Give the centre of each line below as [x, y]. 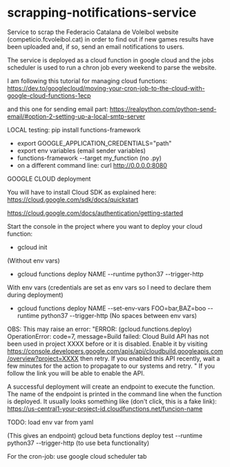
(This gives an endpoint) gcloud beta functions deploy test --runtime [105, 435]
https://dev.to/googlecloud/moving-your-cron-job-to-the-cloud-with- [106, 88]
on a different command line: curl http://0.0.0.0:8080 [92, 165]
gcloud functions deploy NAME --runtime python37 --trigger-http [110, 274]
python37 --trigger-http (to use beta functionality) [78, 443]
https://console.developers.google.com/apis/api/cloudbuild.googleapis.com [115, 351]
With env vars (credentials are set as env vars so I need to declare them [109, 287]
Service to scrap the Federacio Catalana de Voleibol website [93, 32]
